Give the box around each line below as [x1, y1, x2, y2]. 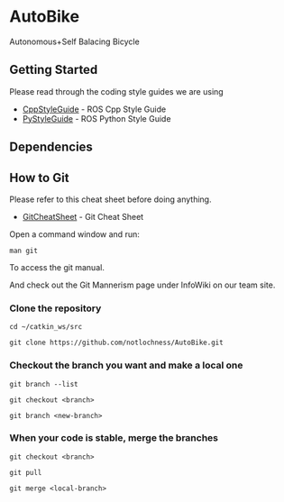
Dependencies [9, 140, 93, 155]
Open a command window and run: [9, 228, 140, 240]
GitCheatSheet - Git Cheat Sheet [22, 211, 144, 222]
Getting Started [9, 62, 98, 78]
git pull [9, 468, 42, 477]
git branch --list [9, 379, 78, 388]
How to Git [9, 169, 69, 186]
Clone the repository [9, 302, 102, 315]
